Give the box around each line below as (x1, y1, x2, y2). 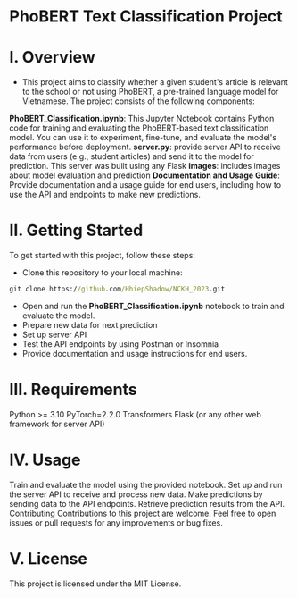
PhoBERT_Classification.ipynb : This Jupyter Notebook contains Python (9, 114, 275, 124)
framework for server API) (9, 418, 105, 429)
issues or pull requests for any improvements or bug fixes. (9, 517, 223, 528)
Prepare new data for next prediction (21, 319, 158, 330)
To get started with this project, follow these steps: (9, 250, 196, 261)
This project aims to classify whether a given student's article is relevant (21, 77, 288, 88)
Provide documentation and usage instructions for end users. (21, 348, 248, 358)
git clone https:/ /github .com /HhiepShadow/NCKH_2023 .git (9, 284, 226, 294)
